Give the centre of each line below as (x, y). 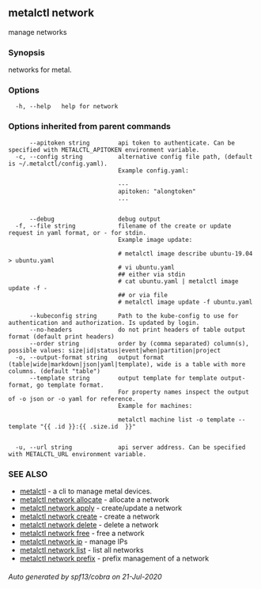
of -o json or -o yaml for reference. (72, 398)
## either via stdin (151, 274)
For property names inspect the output (183, 392)
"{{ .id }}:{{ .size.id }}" (88, 426)
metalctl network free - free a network (82, 533)
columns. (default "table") (55, 371)
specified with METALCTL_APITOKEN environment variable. (104, 149)
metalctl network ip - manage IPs (74, 542)
